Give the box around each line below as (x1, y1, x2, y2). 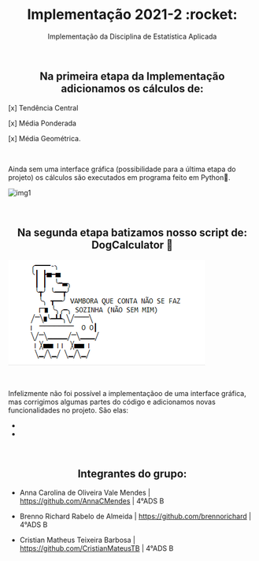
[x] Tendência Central (8, 103, 79, 112)
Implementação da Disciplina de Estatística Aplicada (47, 32, 217, 41)
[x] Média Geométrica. (8, 133, 81, 143)
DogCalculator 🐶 (91, 238, 173, 252)
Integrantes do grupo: (77, 467, 187, 481)
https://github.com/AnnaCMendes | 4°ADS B (19, 496, 165, 506)
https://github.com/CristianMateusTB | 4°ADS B (19, 544, 174, 553)
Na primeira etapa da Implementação (39, 69, 225, 84)
